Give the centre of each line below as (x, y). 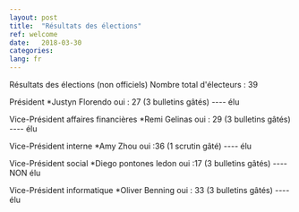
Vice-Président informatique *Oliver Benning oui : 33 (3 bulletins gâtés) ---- (149, 190)
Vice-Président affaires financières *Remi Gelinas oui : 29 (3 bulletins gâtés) (150, 119)
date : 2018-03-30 (46, 42)
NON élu (25, 173)
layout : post (34, 17)
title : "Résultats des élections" (76, 26)
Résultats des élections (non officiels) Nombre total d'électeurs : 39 (133, 85)
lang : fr (26, 59)
